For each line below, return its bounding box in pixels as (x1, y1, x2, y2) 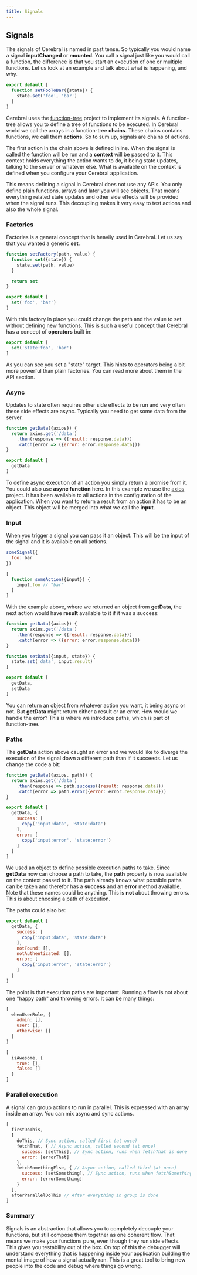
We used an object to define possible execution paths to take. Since (6, 864, 170, 871)
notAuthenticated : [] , (16, 951, 72, 957)
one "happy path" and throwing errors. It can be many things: (6, 995, 154, 1002)
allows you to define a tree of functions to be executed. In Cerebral (16, 121, 179, 128)
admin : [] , (16, 1017, 43, 1023)
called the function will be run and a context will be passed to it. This (6, 151, 173, 158)
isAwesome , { (11, 1055, 43, 1061)
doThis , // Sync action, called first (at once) (16, 1138, 138, 1144)
